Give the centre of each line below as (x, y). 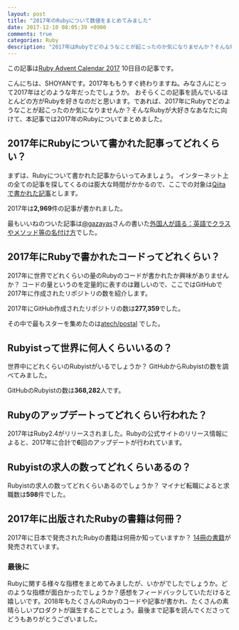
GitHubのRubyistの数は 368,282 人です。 (66, 390)
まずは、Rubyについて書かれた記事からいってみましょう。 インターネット (115, 175)
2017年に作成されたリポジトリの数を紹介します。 (79, 293)
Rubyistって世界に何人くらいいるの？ (90, 348)
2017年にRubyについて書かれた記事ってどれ (104, 143)
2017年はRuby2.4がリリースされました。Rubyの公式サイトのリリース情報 (115, 434)
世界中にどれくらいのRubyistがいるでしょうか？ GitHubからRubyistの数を (115, 367)
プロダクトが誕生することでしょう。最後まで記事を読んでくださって (131, 610)
